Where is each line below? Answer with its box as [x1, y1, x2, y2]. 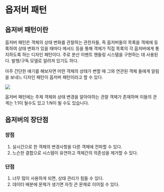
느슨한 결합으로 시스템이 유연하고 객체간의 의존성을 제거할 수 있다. [12, 150, 138, 156]
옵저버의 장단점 [5, 116, 49, 124]
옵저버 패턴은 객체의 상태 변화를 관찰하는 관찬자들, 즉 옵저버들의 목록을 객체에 [5, 40, 153, 45]
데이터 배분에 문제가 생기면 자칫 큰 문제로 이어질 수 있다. [12, 181, 120, 187]
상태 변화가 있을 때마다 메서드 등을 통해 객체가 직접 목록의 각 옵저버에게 [18, 46, 155, 51]
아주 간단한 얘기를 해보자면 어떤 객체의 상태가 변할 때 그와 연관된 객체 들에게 [5, 68, 151, 74]
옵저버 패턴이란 [5, 25, 49, 34]
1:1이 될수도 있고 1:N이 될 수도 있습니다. [14, 100, 89, 106]
